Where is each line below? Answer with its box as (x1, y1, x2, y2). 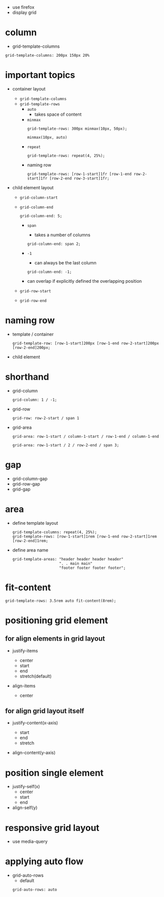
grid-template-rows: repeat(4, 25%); (27, 153, 105, 158)
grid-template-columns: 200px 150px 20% (5, 53, 90, 58)
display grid (12, 9, 37, 15)
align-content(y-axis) (12, 750, 56, 756)
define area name (12, 547, 49, 553)
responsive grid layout (5, 822, 100, 833)
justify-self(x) (12, 784, 40, 790)
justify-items (12, 648, 38, 653)
